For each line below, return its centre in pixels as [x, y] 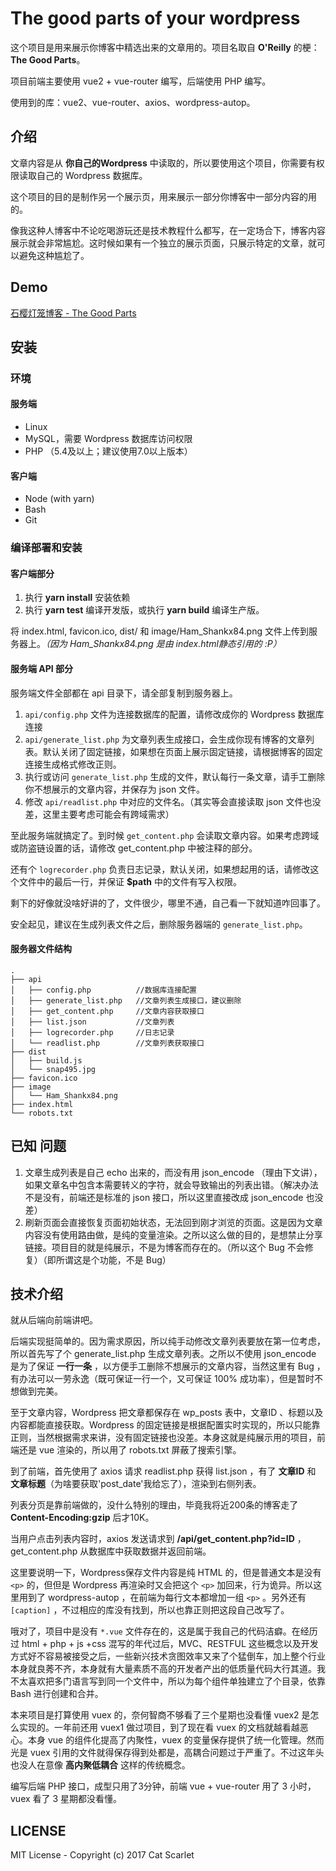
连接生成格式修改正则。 [73, 764]
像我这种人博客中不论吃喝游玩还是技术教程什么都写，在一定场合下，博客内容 [168, 230]
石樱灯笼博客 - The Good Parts [73, 313]
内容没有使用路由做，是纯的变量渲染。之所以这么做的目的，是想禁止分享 [173, 1234]
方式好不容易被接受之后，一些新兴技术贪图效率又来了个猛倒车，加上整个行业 [168, 1656]
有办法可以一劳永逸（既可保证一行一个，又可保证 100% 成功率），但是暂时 [162, 1379]
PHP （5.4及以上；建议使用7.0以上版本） [108, 451]
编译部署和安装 [46, 548]
